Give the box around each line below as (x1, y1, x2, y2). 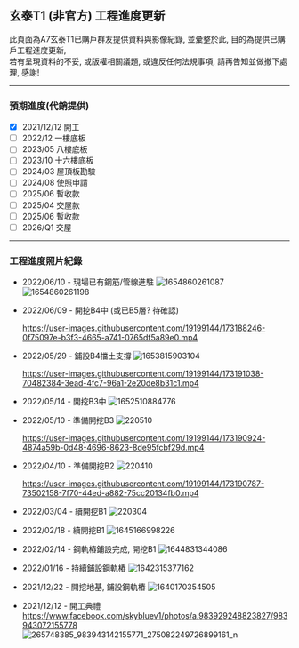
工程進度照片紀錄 (9, 254, 83, 267)
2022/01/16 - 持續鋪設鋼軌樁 (21, 563, 126, 573)
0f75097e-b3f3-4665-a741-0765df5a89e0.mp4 (21, 332, 198, 343)
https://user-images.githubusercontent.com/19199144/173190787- (21, 478, 265, 489)
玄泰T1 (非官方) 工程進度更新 (9, 8, 166, 24)
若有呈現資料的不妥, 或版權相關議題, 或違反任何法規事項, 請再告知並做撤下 (9, 56, 280, 67)
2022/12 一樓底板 (21, 132, 86, 144)
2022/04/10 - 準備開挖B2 (21, 460, 115, 471)
